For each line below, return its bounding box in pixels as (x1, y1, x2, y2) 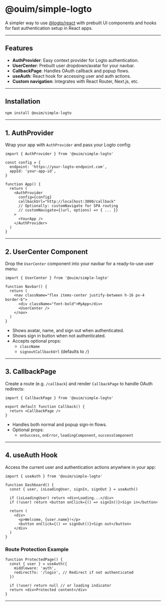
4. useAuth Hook (5, 451, 58, 459)
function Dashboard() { (5, 482, 54, 487)
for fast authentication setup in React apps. (5, 25, 93, 31)
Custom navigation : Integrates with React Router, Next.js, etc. (12, 78, 139, 84)
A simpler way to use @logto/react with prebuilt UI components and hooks (5, 20, 157, 26)
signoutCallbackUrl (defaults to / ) (19, 349, 89, 354)
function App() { (5, 182, 41, 187)
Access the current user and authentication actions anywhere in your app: (5, 464, 156, 470)
